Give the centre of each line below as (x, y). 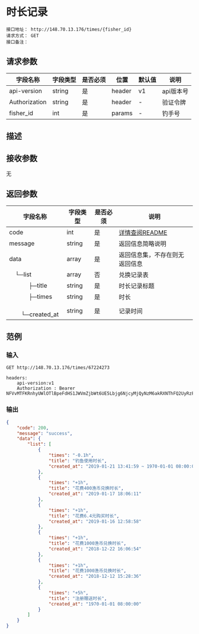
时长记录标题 (137, 286)
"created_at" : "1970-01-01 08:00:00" (95, 604)
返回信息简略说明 (143, 243)
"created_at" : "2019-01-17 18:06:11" (95, 494)
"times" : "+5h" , (68, 593)
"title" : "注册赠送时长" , (78, 598)
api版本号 (175, 91)
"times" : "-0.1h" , (71, 455)
